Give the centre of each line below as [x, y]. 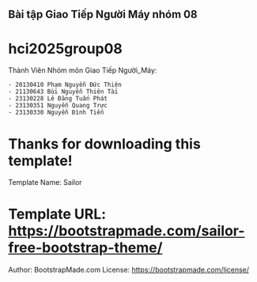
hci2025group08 [65, 49]
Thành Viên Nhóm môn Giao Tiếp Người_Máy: [83, 70]
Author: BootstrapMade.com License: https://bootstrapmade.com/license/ [129, 270]
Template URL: [57, 214]
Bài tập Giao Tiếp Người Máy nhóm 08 [103, 15]
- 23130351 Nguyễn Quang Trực [58, 106]
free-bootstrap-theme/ [85, 248]
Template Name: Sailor [45, 182]
